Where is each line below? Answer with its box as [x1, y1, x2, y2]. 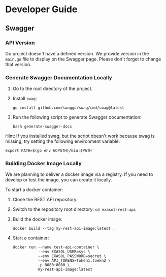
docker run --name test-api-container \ [12, 245, 99, 250]
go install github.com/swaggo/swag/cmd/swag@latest [12, 105, 124, 110]
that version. [5, 61, 31, 67]
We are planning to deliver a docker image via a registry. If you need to [5, 171, 153, 177]
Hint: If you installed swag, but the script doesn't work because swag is [5, 133, 155, 139]
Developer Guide [5, 4, 78, 15]
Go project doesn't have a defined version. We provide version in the [5, 50, 149, 56]
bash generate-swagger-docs [12, 124, 72, 129]
